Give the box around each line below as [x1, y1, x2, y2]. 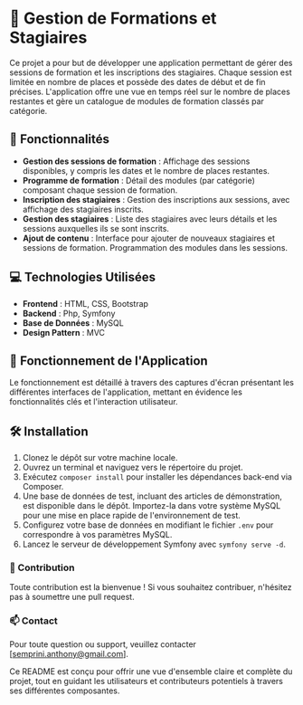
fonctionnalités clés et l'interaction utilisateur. [9, 396, 178, 407]
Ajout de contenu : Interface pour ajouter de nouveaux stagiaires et [22, 233, 276, 243]
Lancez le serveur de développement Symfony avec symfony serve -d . [22, 538, 287, 550]
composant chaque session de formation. [22, 185, 178, 195]
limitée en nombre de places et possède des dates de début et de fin [9, 76, 266, 87]
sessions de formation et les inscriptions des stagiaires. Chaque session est [9, 67, 292, 78]
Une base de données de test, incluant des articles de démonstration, [22, 491, 283, 501]
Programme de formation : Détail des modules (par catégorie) [22, 175, 256, 186]
